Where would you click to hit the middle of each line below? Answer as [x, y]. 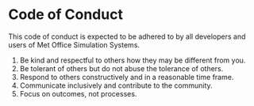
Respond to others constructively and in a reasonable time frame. [127, 77]
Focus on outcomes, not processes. [78, 93]
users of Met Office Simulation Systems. [74, 44]
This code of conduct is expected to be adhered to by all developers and [127, 36]
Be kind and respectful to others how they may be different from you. [133, 60]
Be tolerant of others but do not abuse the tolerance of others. [121, 68]
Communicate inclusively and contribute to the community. [116, 85]
